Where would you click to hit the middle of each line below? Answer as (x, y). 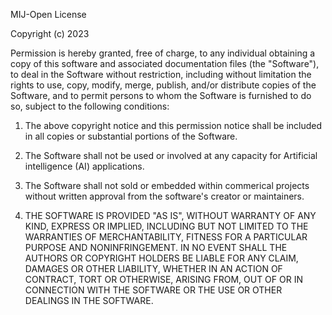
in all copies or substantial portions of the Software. (131, 136)
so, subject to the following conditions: (90, 106)
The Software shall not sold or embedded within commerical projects (167, 185)
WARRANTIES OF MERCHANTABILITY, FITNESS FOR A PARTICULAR (166, 237)
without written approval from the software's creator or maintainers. (164, 196)
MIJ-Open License (48, 14)
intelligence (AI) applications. (84, 166)
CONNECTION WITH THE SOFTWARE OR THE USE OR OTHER (153, 290)
